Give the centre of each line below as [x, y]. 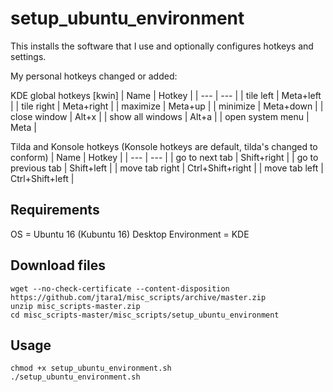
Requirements [55, 210]
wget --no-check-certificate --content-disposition [120, 288]
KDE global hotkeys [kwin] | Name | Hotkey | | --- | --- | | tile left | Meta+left [166, 95]
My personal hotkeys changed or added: [94, 76]
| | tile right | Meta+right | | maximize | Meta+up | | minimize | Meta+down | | [167, 106]
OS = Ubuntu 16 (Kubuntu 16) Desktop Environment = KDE [130, 234]
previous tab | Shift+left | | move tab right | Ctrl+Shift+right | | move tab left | [167, 168]
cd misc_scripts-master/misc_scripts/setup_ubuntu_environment [145, 315]
